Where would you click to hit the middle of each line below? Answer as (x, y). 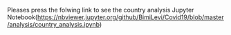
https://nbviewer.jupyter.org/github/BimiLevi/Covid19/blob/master (130, 17)
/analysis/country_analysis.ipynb (54, 24)
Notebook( (22, 17)
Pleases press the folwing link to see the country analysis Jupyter (101, 10)
